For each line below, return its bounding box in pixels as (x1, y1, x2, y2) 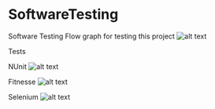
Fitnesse (8, 77, 36, 86)
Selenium (8, 92, 39, 101)
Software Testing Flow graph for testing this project (8, 31, 176, 41)
